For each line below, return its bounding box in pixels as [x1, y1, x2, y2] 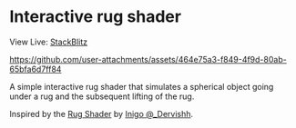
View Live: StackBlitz [9, 36, 88, 47]
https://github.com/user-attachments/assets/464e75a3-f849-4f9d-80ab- [9, 54, 287, 64]
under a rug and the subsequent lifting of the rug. [9, 91, 195, 102]
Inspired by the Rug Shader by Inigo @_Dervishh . [9, 108, 194, 119]
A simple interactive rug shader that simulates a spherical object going [9, 81, 274, 92]
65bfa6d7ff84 [9, 64, 62, 74]
